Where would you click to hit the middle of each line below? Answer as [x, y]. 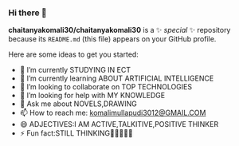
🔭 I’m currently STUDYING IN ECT [75, 70]
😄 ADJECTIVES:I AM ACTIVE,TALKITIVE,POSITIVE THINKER [119, 124]
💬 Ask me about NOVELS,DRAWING [78, 104]
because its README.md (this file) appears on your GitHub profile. [112, 39]
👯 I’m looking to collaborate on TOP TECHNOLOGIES [106, 87]
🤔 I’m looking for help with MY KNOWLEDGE [92, 96]
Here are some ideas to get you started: [74, 54]
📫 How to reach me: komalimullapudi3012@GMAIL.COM [113, 113]
